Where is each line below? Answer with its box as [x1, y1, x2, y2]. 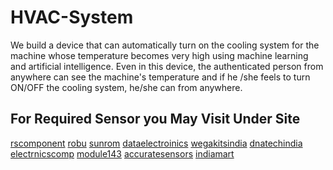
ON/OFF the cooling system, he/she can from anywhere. [10, 81, 243, 93]
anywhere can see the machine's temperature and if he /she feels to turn [10, 71, 311, 83]
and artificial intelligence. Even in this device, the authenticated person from [10, 60, 324, 72]
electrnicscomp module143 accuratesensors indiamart [10, 147, 235, 160]
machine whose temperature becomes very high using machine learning [10, 49, 309, 61]
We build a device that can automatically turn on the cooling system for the [10, 39, 320, 51]
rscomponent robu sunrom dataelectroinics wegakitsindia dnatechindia [10, 137, 303, 149]
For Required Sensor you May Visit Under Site [10, 111, 301, 128]
